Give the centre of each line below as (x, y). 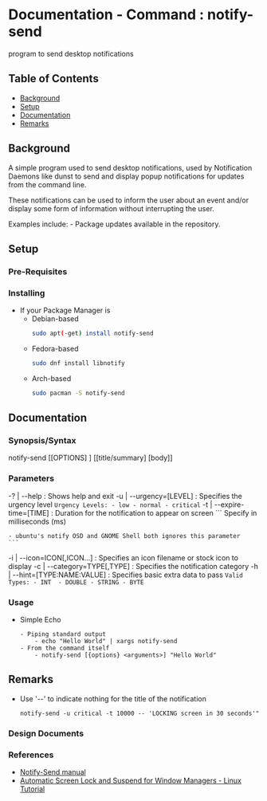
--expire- (229, 505)
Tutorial (32, 789)
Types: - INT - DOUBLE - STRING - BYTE (77, 582)
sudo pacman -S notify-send (78, 393)
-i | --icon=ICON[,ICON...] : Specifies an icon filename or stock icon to (124, 558)
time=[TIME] (29, 512)
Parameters (31, 478)
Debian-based (55, 319)
